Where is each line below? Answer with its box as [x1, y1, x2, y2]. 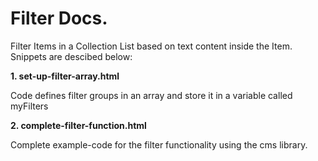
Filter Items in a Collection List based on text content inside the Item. [10, 40, 293, 52]
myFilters [10, 100, 49, 112]
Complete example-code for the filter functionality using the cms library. [10, 138, 308, 151]
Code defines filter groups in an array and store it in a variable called [10, 89, 293, 101]
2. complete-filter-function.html [10, 119, 147, 131]
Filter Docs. [10, 7, 108, 30]
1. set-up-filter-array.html [10, 70, 120, 82]
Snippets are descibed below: [10, 50, 133, 62]
